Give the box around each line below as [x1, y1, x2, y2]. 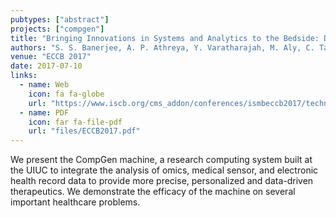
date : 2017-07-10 [10, 61, 83, 71]
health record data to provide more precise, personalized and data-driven [10, 175, 314, 187]
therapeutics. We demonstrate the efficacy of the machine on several [10, 186, 296, 198]
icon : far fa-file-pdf [28, 117, 123, 127]
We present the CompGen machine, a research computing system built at [10, 154, 313, 166]
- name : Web [19, 80, 70, 90]
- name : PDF [19, 107, 70, 118]
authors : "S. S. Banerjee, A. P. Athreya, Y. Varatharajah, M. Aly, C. [10, 42, 315, 53]
